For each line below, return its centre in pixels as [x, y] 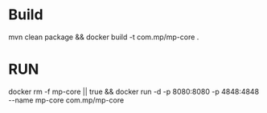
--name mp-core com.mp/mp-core [66, 100]
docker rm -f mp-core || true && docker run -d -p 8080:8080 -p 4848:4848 [134, 91]
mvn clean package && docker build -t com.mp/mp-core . [104, 37]
